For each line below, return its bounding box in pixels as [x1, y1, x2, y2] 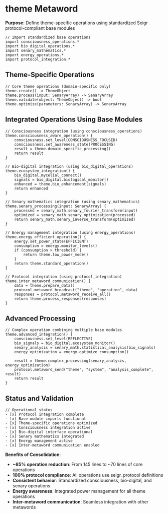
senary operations [12, 483, 51, 489]
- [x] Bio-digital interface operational [5, 429, 93, 435]
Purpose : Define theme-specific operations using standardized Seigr [5, 20, 148, 26]
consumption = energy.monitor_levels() [14, 243, 98, 248]
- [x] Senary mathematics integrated [5, 434, 84, 439]
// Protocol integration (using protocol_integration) [5, 274, 122, 279]
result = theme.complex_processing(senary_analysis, [14, 358, 127, 363]
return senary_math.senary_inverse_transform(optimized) [14, 217, 136, 222]
